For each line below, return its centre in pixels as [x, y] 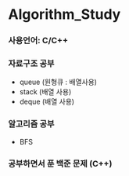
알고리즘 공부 [31, 124]
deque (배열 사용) [47, 102]
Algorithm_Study [64, 15]
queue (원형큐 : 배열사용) [58, 82]
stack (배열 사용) [45, 92]
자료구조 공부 [31, 64]
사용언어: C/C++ [38, 41]
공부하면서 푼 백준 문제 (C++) [60, 163]
